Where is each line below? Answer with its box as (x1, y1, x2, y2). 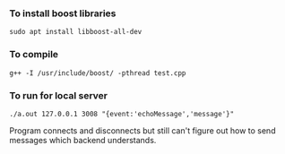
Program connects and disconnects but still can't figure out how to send (9, 124, 276, 136)
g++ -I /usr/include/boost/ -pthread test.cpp (9, 68, 186, 78)
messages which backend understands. (9, 134, 157, 145)
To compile (9, 48, 59, 61)
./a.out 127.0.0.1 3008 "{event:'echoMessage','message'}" (9, 109, 235, 118)
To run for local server (9, 89, 108, 101)
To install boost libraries (9, 7, 117, 20)
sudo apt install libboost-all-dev (9, 28, 142, 37)
